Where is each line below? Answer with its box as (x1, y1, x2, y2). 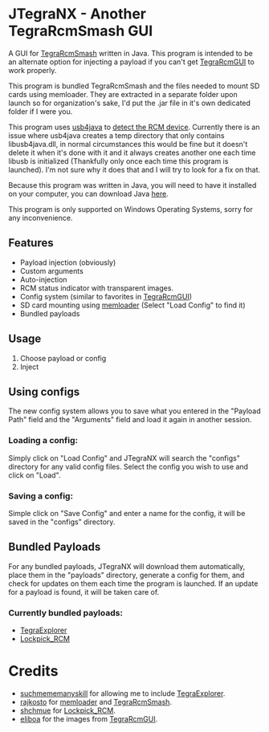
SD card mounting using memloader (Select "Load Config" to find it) (19, 300, 246, 310)
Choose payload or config (19, 353, 107, 363)
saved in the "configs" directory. (8, 517, 116, 527)
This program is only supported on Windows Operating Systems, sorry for (8, 204, 253, 213)
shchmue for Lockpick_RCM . (19, 706, 116, 715)
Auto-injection (19, 274, 67, 284)
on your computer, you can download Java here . (8, 189, 169, 198)
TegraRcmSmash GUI (8, 22, 153, 40)
